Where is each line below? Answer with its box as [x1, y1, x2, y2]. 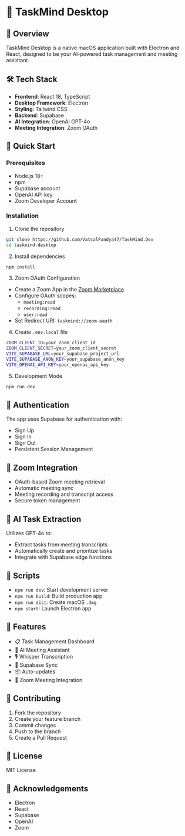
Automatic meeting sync [14, 485, 74, 492]
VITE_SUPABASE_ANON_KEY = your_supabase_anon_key [6, 357, 125, 362]
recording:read [23, 305, 60, 312]
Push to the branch [14, 728, 61, 735]
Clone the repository [14, 225, 65, 232]
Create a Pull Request [14, 734, 68, 741]
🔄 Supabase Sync [14, 661, 58, 669]
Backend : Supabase [14, 112, 65, 119]
